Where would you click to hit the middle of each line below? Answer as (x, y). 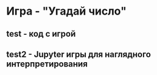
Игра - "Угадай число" (66, 11)
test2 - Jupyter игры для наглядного (78, 54)
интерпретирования (47, 64)
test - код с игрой (41, 34)
